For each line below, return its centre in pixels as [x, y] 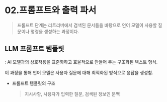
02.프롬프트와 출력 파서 [51, 10]
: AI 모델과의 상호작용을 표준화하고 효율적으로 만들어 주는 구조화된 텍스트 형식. [81, 62]
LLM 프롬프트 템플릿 [34, 49]
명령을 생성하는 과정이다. [55, 31]
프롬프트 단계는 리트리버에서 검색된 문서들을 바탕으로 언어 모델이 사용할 [87, 25]
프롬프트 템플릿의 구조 [34, 83]
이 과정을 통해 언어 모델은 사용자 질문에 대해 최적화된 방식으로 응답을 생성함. [79, 72]
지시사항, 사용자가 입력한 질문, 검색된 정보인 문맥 [72, 94]
